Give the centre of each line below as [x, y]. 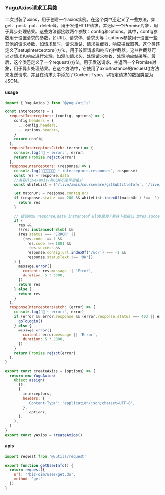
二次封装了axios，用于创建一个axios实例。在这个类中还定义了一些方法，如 [80, 19]
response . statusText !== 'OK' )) [60, 257]
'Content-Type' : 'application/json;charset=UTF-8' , [81, 403]
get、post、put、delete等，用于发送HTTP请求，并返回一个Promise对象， [79, 26]
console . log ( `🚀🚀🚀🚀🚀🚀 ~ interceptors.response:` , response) [76, 171]
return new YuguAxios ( [33, 376]
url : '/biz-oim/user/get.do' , [45, 474]
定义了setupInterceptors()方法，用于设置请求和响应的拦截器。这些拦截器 [79, 50]
